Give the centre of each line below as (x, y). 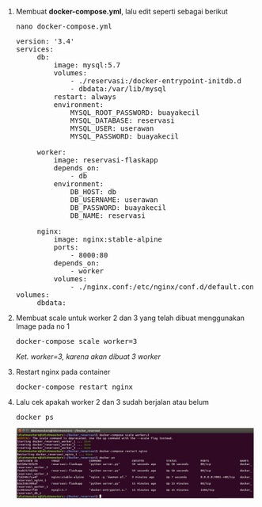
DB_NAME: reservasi (108, 216)
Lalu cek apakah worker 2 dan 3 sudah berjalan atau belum (112, 402)
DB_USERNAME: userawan (114, 200)
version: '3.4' (45, 42)
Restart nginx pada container (63, 372)
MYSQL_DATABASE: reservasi (123, 121)
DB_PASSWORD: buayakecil (118, 208)
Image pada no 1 (42, 326)
